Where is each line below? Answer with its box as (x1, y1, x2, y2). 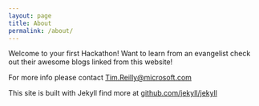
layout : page (8, 11, 52, 20)
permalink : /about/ (8, 26, 74, 35)
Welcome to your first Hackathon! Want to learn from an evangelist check (8, 49, 251, 59)
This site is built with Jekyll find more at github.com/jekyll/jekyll (8, 88, 218, 98)
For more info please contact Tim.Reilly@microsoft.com (8, 73, 192, 83)
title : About (8, 19, 52, 27)
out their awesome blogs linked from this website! (8, 57, 173, 67)
